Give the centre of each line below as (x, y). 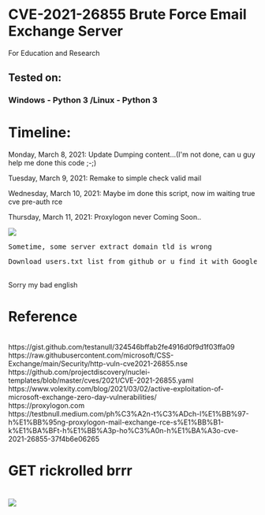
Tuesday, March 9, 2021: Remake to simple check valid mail (105, 178)
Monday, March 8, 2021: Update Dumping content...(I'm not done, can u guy (132, 154)
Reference (43, 317)
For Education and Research (54, 53)
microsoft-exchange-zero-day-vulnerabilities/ (83, 397)
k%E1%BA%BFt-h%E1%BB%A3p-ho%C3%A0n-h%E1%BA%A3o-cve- (123, 431)
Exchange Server (66, 31)
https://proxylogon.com (47, 406)
